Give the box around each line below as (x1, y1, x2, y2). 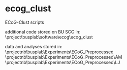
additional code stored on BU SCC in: (5, 29, 81, 35)
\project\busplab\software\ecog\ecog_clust (5, 34, 93, 40)
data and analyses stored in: (5, 43, 63, 49)
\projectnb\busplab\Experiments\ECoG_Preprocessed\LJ (5, 59, 120, 65)
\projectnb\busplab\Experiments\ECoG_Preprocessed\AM (5, 54, 122, 60)
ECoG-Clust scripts (5, 19, 44, 25)
